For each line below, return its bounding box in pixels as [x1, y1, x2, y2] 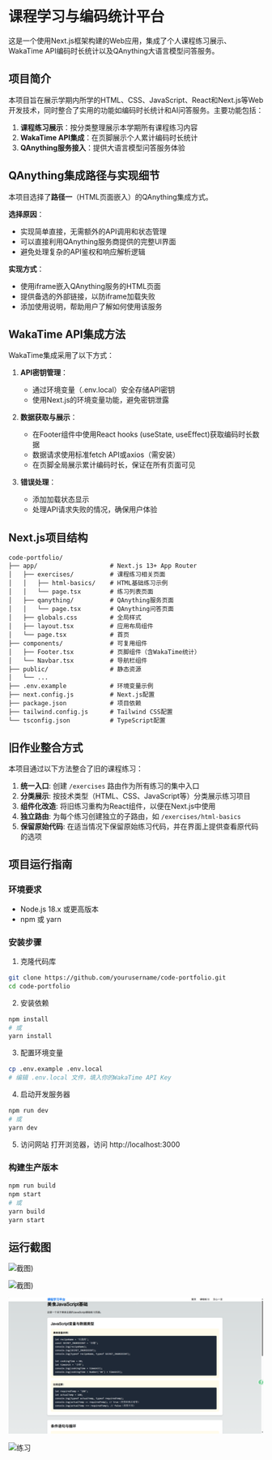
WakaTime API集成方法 [8, 327, 126, 341]
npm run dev [8, 1107, 49, 1115]
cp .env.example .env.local [8, 1065, 104, 1074]
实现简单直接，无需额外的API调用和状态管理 [19, 226, 168, 236]
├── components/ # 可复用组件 [8, 640, 148, 648]
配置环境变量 [19, 1048, 63, 1057]
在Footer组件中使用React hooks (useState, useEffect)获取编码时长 [32, 429, 253, 439]
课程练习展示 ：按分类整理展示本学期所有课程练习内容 [19, 123, 198, 132]
